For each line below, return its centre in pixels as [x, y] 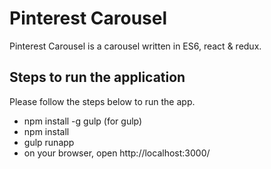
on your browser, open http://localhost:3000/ [117, 153]
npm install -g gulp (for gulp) [83, 121]
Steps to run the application [97, 77]
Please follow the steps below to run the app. [102, 101]
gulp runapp [49, 142]
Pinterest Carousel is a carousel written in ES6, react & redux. [135, 46]
